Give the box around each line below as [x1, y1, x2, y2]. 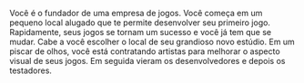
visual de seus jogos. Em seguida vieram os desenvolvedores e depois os [9, 56, 286, 66]
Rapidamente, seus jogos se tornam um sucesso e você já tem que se [9, 27, 271, 37]
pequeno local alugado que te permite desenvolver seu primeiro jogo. [9, 17, 271, 28]
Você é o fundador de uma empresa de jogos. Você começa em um [9, 8, 263, 18]
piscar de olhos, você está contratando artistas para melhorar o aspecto [9, 46, 280, 57]
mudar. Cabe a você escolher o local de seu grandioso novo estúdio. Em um [9, 36, 296, 47]
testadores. [9, 65, 53, 76]
